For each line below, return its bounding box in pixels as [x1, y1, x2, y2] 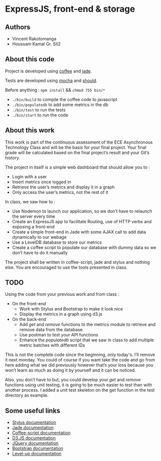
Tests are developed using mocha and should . [5, 77, 98, 84]
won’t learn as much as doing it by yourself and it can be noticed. [5, 367, 136, 373]
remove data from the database [19, 327, 83, 333]
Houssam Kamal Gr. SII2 [12, 41, 61, 47]
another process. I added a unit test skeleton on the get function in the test [5, 387, 155, 393]
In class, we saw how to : [5, 199, 55, 205]
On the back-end [12, 316, 46, 322]
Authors [5, 23, 31, 31]
